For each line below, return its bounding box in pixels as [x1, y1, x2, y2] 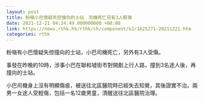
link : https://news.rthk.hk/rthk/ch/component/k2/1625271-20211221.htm [6, 25, 191, 32]
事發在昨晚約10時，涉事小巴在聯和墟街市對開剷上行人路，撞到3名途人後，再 [6, 62, 196, 69]
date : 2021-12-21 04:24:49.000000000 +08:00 [6, 20, 121, 26]
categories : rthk [6, 31, 50, 37]
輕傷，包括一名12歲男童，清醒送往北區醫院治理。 [38, 89, 161, 97]
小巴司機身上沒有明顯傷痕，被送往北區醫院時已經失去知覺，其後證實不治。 [6, 82, 192, 89]
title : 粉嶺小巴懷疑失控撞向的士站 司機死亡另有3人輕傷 [6, 14, 132, 21]
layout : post [6, 8, 39, 15]
